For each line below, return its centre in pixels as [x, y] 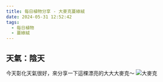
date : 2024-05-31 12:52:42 [39, 17]
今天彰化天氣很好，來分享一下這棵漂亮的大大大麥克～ [70, 73]
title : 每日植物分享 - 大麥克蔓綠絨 [45, 11]
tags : [13, 22]
